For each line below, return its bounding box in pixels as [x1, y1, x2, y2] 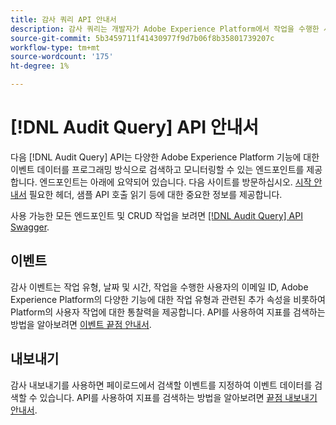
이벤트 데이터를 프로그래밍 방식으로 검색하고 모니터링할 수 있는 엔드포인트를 [10, 163, 305, 175]
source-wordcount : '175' [10, 52, 114, 62]
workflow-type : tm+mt [10, 42, 101, 53]
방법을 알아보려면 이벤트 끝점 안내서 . [10, 318, 152, 330]
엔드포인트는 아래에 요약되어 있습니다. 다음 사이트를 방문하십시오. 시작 [39, 176, 312, 188]
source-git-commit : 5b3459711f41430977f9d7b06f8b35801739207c [10, 33, 275, 43]
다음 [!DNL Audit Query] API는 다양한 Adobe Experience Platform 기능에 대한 [10, 151, 320, 163]
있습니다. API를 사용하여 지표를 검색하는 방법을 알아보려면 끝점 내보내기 [39, 391, 318, 403]
